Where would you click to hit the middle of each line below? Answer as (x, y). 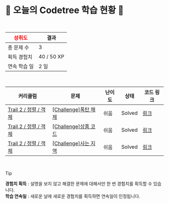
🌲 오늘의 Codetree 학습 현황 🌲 (65, 10)
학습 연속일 (16, 196)
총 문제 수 (18, 47)
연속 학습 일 (21, 66)
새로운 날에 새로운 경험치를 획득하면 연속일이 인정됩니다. (85, 196)
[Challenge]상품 (71, 126)
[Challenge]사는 (71, 143)
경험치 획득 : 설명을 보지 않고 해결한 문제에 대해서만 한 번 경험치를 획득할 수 (79, 183)
